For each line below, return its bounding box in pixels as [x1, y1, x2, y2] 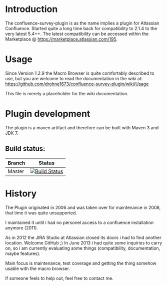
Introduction [5, 4, 58, 15]
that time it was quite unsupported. [5, 209, 77, 216]
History [5, 188, 37, 199]
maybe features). [5, 250, 41, 256]
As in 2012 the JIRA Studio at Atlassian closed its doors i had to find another [5, 234, 161, 240]
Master [7, 168, 24, 175]
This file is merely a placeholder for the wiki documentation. [5, 90, 128, 96]
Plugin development [5, 108, 90, 120]
